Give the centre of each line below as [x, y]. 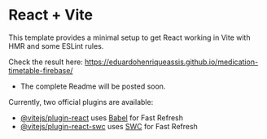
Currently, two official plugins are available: [81, 102]
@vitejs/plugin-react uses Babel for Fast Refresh [102, 117]
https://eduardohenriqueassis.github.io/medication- [171, 62]
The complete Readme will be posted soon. [93, 86]
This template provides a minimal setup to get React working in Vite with [129, 37]
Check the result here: [46, 62]
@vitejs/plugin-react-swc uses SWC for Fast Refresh [109, 126]
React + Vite [51, 15]
